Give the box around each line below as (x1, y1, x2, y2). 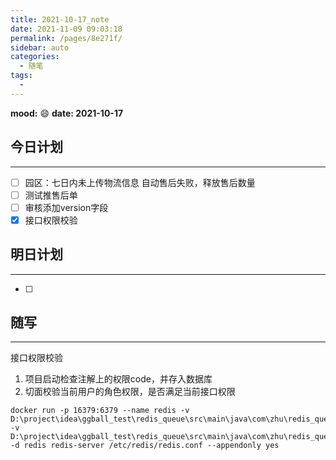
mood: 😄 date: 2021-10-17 (10, 107, 124, 119)
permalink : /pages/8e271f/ (10, 33, 123, 43)
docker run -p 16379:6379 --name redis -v (10, 406, 190, 416)
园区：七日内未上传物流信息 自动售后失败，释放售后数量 (24, 176, 256, 188)
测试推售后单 (24, 189, 78, 201)
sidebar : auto (10, 42, 70, 53)
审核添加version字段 (24, 201, 109, 213)
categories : (10, 52, 60, 62)
